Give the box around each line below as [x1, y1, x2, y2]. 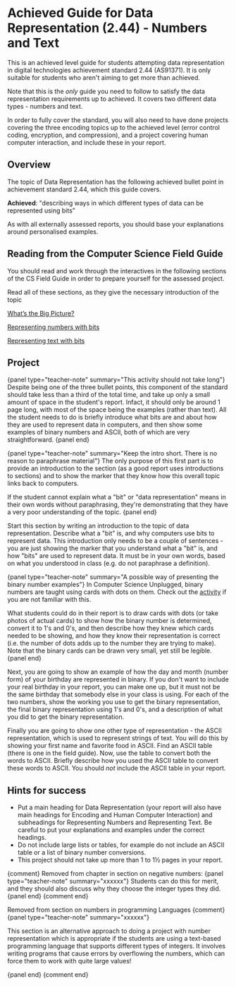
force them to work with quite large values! [7, 957, 132, 966]
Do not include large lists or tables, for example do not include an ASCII [17, 841, 225, 849]
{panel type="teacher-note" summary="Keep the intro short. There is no [7, 449, 218, 458]
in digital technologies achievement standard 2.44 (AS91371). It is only [7, 66, 211, 74]
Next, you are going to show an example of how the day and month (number [7, 667, 229, 676]
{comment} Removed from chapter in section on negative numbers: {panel [7, 869, 224, 878]
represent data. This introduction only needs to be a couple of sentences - [7, 537, 223, 545]
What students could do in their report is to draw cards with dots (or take [7, 609, 218, 617]
